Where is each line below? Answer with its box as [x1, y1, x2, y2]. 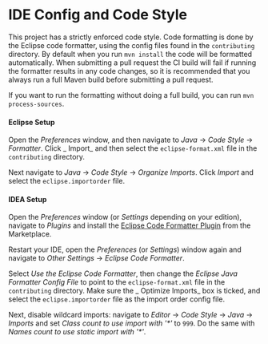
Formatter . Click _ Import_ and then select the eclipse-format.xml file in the [8, 144, 258, 153]
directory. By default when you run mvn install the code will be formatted [8, 49, 253, 59]
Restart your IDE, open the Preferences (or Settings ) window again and [8, 245, 242, 254]
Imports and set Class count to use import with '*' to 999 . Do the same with [8, 318, 255, 328]
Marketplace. [8, 229, 52, 239]
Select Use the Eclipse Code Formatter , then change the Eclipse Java [8, 269, 238, 278]
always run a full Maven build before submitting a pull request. [8, 75, 214, 84]
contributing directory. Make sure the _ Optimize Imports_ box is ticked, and [8, 286, 261, 296]
